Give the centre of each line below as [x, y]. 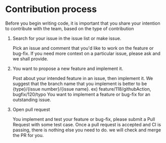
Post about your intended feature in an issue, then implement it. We [83, 78]
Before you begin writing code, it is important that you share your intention [83, 23]
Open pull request [31, 109]
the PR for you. [28, 135]
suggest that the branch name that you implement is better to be [80, 84]
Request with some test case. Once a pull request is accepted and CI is [87, 124]
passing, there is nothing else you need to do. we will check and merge [87, 130]
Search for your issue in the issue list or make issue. [67, 38]
